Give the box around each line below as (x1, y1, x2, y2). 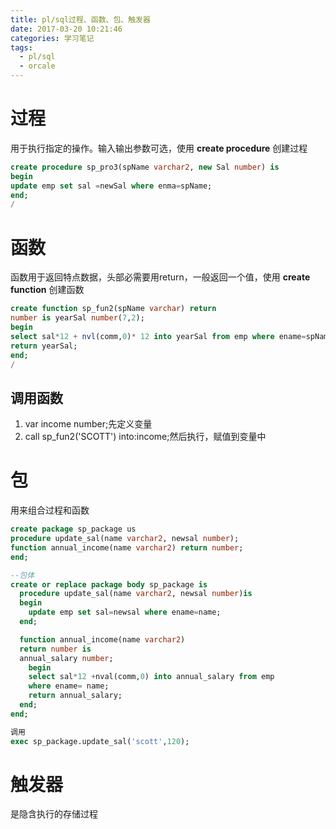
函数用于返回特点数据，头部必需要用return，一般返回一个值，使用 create (10, 271, 311, 283)
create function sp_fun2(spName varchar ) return (10, 304, 217, 314)
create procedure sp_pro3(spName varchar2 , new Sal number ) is (10, 162, 280, 172)
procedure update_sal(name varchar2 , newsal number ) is (19, 589, 253, 599)
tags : (10, 42, 33, 53)
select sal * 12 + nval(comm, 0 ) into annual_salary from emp (28, 672, 275, 682)
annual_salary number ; (19, 653, 114, 663)
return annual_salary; (28, 691, 123, 701)
